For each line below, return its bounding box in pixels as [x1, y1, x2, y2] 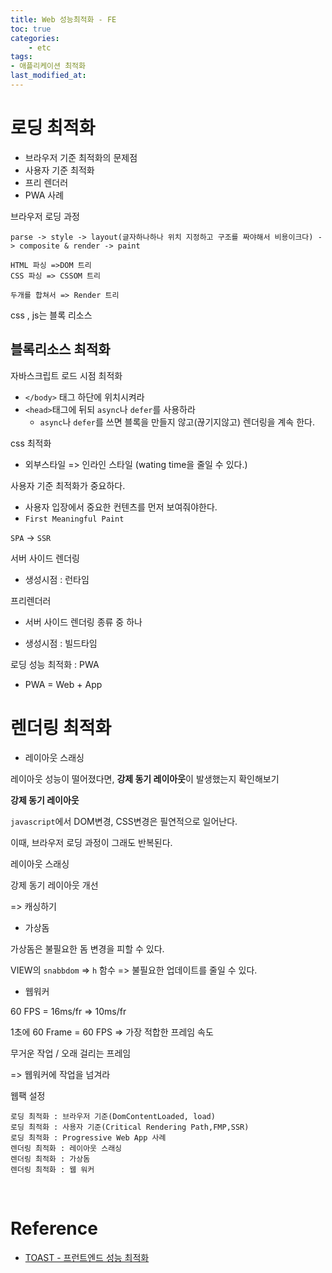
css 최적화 [10, 437, 52, 449]
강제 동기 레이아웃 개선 [10, 879, 99, 891]
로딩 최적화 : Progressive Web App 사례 [10, 1132, 167, 1143]
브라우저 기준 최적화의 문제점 [24, 151, 138, 163]
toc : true [10, 24, 52, 34]
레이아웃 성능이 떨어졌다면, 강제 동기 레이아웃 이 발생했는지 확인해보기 [10, 772, 280, 785]
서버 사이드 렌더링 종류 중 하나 [24, 616, 143, 628]
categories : [10, 33, 60, 43]
